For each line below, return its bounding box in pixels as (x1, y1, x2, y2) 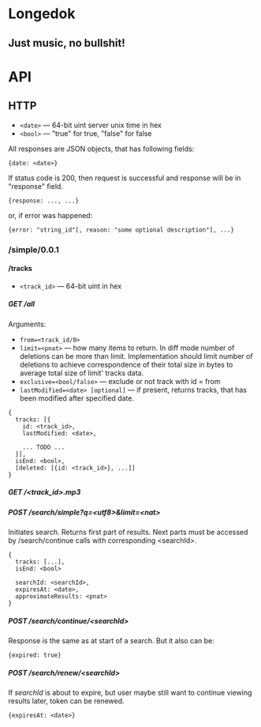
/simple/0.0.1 (8, 244, 59, 255)
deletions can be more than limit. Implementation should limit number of (19, 351, 254, 360)
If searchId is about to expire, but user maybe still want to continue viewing (8, 687, 252, 697)
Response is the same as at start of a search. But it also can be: (8, 635, 214, 645)
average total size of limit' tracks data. (19, 368, 144, 378)
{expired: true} (8, 651, 62, 659)
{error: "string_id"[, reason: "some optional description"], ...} (8, 226, 235, 234)
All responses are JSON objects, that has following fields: (8, 144, 195, 153)
